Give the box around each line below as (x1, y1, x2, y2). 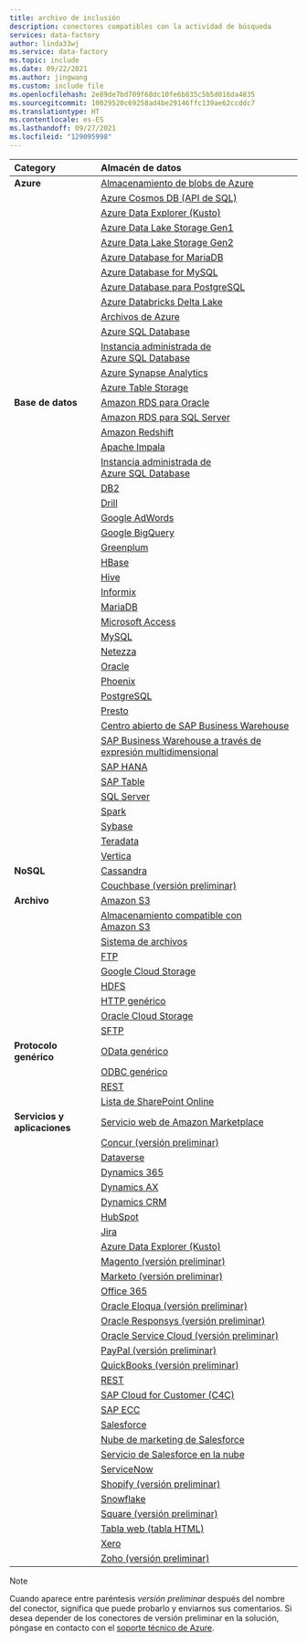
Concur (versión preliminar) (100, 1136, 219, 1149)
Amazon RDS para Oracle (100, 396, 210, 408)
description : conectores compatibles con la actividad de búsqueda (9, 22, 272, 31)
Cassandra (100, 864, 148, 877)
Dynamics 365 (100, 1166, 164, 1179)
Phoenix (100, 674, 136, 687)
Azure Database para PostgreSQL (100, 281, 246, 293)
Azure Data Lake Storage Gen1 (100, 221, 235, 234)
